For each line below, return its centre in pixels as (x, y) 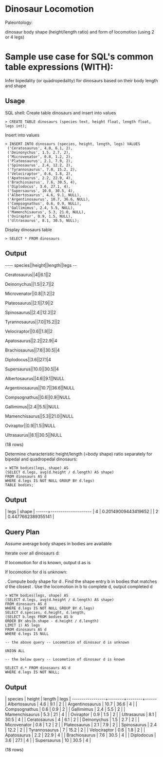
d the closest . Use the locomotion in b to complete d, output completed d (79, 587)
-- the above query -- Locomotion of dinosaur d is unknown (67, 643)
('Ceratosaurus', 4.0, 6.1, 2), (40, 148)
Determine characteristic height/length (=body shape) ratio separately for (79, 454)
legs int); (16, 126)
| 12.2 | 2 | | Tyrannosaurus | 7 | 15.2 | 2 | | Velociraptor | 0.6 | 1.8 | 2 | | (75, 730)
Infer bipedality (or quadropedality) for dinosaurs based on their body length (81, 80)
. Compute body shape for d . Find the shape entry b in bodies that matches (81, 582)
